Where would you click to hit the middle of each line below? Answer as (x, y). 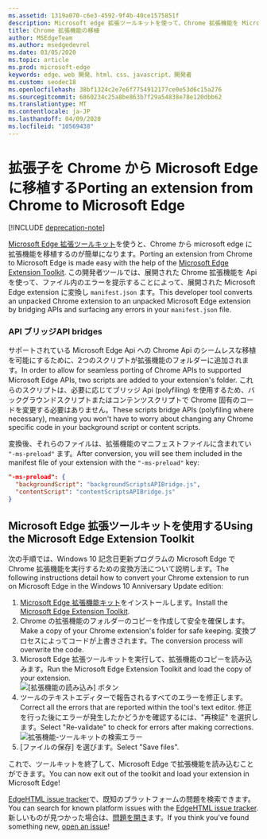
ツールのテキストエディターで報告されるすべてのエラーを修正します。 (133, 698)
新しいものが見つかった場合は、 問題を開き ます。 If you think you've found (129, 818)
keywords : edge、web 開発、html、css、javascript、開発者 (100, 75)
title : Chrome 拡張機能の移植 (54, 30)
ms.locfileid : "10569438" (51, 126)
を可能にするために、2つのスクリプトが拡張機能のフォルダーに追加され (125, 360)
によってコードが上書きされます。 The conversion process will (142, 641)
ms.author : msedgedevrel (49, 45)
